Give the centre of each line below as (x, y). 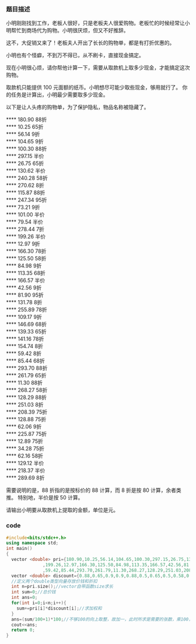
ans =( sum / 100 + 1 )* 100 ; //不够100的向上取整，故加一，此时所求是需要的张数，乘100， (102, 619)
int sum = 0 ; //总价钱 (34, 592)
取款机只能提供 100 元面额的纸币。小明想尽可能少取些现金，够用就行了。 (94, 87)
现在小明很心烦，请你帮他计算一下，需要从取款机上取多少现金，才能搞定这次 (98, 68)
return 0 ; (23, 630)
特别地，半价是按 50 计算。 (50, 498)
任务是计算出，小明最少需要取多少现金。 (60, 95)
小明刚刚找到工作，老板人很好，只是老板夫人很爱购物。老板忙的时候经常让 (95, 23)
